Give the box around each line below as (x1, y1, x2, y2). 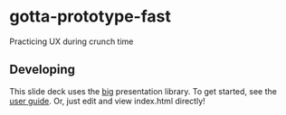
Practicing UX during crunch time (9, 36, 134, 47)
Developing (9, 62, 75, 77)
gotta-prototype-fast (9, 6, 172, 27)
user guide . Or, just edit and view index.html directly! (9, 95, 205, 106)
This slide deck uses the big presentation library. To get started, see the (9, 85, 278, 96)
